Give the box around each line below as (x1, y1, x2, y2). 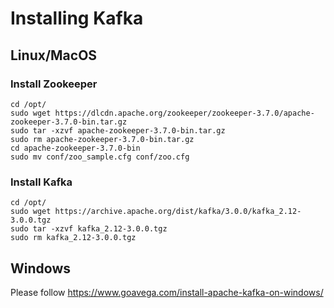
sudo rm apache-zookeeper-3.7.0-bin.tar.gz (10, 134, 195, 144)
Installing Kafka (10, 7, 144, 30)
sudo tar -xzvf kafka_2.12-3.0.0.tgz (10, 224, 168, 234)
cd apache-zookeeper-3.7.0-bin (10, 143, 141, 153)
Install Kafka (10, 175, 73, 189)
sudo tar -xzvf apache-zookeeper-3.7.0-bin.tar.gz (10, 125, 226, 136)
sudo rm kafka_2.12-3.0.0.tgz (10, 233, 137, 243)
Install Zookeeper (10, 77, 98, 91)
